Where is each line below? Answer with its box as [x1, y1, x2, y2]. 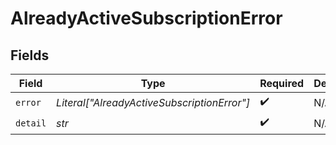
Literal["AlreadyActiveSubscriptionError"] [56, 95, 251, 109]
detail [15, 117, 47, 129]
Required [259, 77, 305, 90]
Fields [10, 47, 50, 64]
